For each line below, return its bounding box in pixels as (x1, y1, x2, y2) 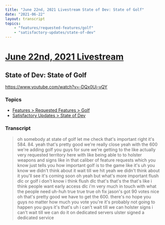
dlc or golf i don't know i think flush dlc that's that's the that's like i (17, 178, 152, 184)
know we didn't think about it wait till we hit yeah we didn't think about (17, 167, 160, 173)
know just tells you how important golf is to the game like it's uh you (17, 162, 155, 168)
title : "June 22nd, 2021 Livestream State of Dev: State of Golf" (5, 7, 144, 12)
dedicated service (17, 215, 54, 221)
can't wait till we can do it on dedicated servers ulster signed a (17, 209, 144, 215)
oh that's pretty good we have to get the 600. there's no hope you (17, 193, 151, 199)
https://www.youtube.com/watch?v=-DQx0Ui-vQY (5, 84, 107, 90)
